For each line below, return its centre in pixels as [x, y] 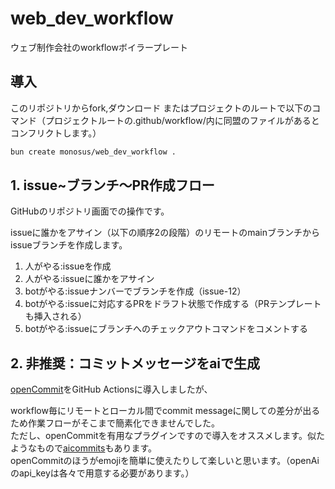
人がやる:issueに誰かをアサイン [89, 279]
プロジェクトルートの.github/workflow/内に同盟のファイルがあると [182, 120]
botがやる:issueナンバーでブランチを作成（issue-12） [135, 291]
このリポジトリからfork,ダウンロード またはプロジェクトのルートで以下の [161, 108]
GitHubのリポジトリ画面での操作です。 [90, 211]
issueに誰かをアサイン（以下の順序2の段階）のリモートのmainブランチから [165, 233]
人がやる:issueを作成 [68, 266]
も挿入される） [55, 316]
